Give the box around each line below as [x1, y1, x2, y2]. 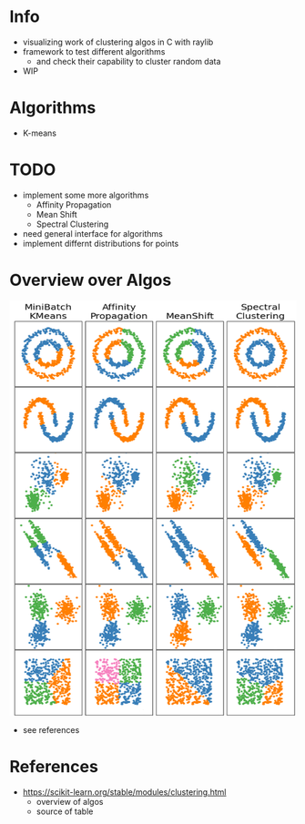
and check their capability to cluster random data [36, 56, 221, 66]
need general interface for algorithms [22, 228, 164, 239]
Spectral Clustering [36, 219, 109, 229]
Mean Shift [36, 209, 77, 219]
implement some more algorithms [22, 189, 149, 200]
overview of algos [36, 796, 104, 807]
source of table [36, 806, 94, 817]
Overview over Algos [9, 270, 172, 290]
